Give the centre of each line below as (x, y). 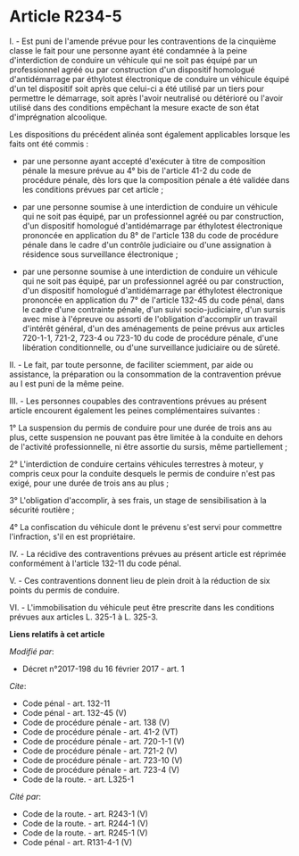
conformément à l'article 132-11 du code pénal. (95, 563)
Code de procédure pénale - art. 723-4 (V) (101, 769)
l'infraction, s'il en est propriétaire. (72, 536)
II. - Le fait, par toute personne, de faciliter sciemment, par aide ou (131, 364)
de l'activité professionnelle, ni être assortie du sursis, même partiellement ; (149, 446)
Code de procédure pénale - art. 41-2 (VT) (100, 731)
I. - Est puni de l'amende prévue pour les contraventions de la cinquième (143, 41)
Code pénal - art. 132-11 (66, 703)
